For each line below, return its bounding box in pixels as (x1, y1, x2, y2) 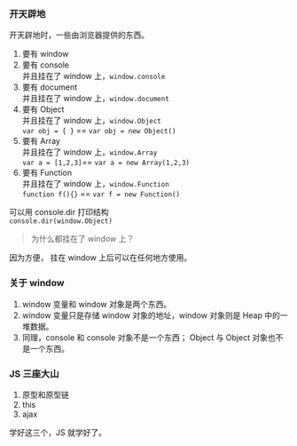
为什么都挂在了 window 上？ (30, 234, 135, 244)
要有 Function (21, 167, 73, 179)
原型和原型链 (21, 389, 69, 400)
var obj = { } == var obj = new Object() (21, 125, 176, 136)
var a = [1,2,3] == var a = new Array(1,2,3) (21, 157, 191, 168)
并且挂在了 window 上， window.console (21, 71, 166, 82)
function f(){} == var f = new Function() (21, 188, 180, 199)
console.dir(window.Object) (9, 217, 113, 226)
